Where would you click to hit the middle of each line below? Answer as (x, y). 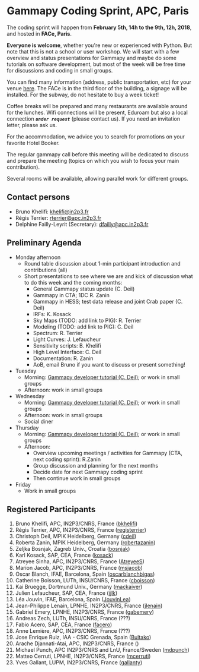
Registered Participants (51, 509)
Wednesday (30, 396)
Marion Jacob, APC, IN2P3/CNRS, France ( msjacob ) (79, 568)
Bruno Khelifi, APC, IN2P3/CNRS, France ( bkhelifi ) (76, 523)
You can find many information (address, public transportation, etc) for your (99, 82)
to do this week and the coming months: (73, 282)
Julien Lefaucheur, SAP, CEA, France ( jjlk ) (66, 593)
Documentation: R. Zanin (63, 358)
